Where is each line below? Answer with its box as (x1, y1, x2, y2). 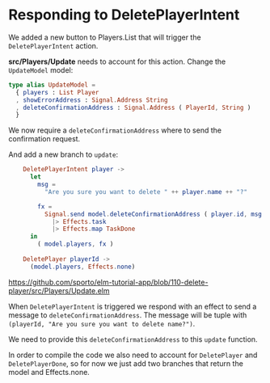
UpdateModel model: (8, 65, 74, 74)
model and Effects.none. (8, 367, 91, 377)
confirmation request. (8, 134, 81, 144)
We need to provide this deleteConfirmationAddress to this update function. (8, 334, 258, 344)
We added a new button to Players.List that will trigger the (8, 32, 201, 42)
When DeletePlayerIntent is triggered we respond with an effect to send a (8, 301, 257, 311)
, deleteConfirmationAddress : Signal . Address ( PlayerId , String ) (15, 103, 251, 112)
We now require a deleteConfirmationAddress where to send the (8, 125, 222, 135)
